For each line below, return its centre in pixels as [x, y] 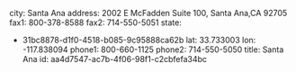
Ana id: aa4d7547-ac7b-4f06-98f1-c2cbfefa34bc [115, 59]
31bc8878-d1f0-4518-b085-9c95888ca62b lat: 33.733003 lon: [139, 40]
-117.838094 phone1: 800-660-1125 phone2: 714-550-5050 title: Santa [153, 49]
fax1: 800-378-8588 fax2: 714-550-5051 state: [96, 22]
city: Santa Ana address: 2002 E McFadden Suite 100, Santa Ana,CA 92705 [148, 13]
